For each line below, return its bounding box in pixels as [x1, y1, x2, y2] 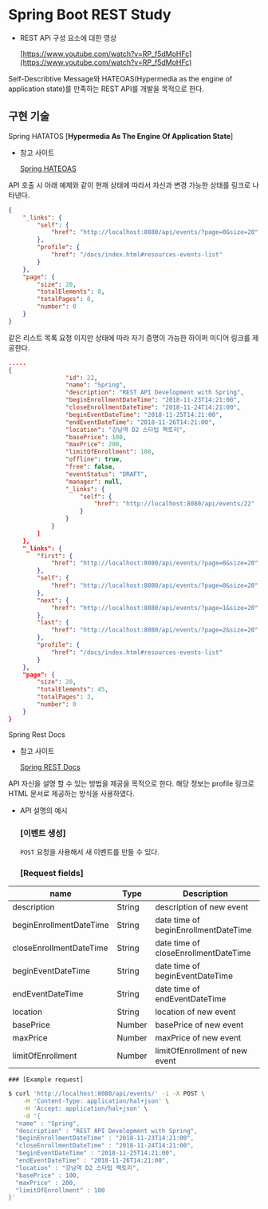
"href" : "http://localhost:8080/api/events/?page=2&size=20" [50, 626, 259, 634]
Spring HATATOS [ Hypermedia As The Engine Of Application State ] [8, 131, 234, 141]
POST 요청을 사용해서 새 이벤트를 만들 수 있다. [19, 846, 160, 856]
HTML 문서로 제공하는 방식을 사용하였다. [8, 788, 135, 798]
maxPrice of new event [155, 1033, 242, 1044]
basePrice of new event [155, 1020, 244, 1031]
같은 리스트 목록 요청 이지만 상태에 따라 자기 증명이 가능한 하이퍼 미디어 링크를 [8, 333, 251, 343]
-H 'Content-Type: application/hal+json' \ [22, 1097, 170, 1105]
